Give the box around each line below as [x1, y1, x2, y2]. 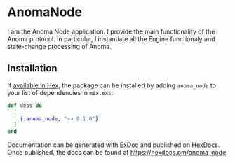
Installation [7, 62, 58, 74]
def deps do [7, 102, 42, 109]
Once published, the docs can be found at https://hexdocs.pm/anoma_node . [7, 148, 228, 157]
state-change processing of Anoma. [7, 42, 112, 50]
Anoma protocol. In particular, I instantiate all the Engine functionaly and [7, 34, 215, 43]
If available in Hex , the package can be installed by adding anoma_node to [7, 81, 216, 90]
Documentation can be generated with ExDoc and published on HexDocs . [7, 141, 220, 149]
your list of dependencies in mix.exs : [7, 88, 114, 97]
